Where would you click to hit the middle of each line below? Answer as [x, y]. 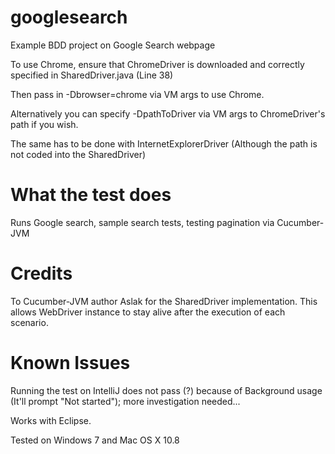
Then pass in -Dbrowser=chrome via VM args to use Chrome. [137, 94]
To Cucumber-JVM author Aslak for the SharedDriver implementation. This [164, 301]
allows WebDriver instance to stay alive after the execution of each [148, 312]
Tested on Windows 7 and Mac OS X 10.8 [95, 440]
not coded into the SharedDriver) [78, 154]
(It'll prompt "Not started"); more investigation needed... [125, 401]
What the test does [91, 195]
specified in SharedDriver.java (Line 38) [92, 75]
